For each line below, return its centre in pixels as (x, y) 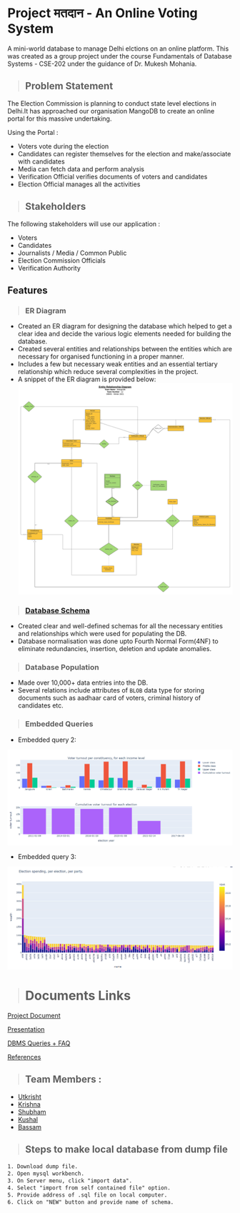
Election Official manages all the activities (79, 184)
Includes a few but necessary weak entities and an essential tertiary (117, 364)
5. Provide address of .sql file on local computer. (87, 1195)
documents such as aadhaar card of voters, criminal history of (109, 698)
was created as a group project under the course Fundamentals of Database (120, 56)
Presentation (26, 1029)
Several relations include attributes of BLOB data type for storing (111, 690)
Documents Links (77, 996)
